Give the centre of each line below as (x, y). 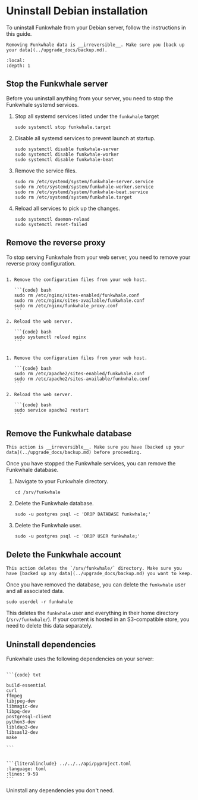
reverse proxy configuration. (41, 263)
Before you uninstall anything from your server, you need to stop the (90, 98)
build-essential (26, 685)
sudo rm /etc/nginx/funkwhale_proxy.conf (66, 305)
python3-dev (21, 722)
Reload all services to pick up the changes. (67, 208)
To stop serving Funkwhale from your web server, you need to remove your (98, 257)
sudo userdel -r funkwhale (40, 602)
